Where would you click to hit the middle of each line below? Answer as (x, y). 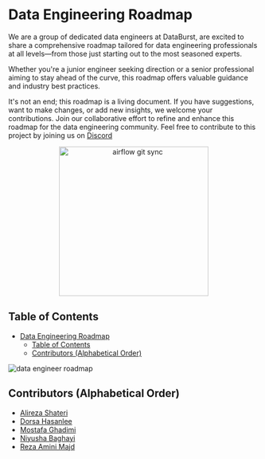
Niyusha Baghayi (47, 438)
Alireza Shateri (44, 413)
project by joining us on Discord (60, 135)
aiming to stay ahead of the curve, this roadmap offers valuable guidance (128, 77)
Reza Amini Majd (47, 446)
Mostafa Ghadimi (48, 430)
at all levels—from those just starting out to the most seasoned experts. (125, 53)
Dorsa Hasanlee (46, 421)
